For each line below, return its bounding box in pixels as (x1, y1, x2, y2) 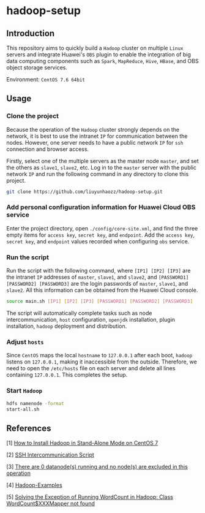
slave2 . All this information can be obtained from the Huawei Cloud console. (6, 286, 198, 294)
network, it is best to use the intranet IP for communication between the (6, 132, 188, 140)
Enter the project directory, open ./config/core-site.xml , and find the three (6, 224, 198, 232)
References (6, 423, 51, 433)
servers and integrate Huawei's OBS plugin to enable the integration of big (6, 51, 191, 58)
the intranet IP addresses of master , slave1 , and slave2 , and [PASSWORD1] (6, 273, 189, 281)
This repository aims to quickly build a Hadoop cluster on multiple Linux (6, 44, 184, 51)
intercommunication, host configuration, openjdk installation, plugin (6, 316, 176, 324)
